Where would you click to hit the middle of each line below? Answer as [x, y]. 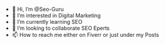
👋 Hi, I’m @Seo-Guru [38, 9]
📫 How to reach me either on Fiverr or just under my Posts [85, 35]
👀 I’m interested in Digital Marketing [56, 15]
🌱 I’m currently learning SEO [47, 22]
